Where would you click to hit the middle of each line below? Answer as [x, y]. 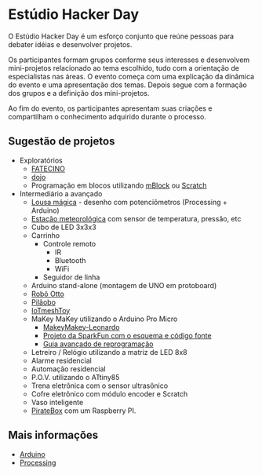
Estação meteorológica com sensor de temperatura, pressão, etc [136, 218]
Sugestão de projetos [62, 142]
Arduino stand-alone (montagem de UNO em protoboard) [124, 285]
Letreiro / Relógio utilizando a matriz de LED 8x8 [109, 352]
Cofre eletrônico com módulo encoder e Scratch [109, 393]
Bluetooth [70, 260]
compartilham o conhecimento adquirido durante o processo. [107, 116]
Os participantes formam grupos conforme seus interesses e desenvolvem [129, 60]
